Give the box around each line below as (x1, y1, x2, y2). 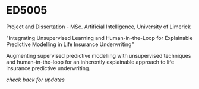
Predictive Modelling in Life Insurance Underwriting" (6, 41, 134, 48)
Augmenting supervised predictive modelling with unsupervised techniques (6, 52, 191, 59)
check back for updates (6, 76, 65, 83)
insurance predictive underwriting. (6, 64, 91, 71)
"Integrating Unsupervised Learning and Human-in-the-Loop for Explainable (6, 34, 193, 41)
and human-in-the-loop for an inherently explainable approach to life (6, 58, 175, 65)
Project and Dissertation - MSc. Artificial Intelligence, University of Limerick (6, 23, 191, 30)
